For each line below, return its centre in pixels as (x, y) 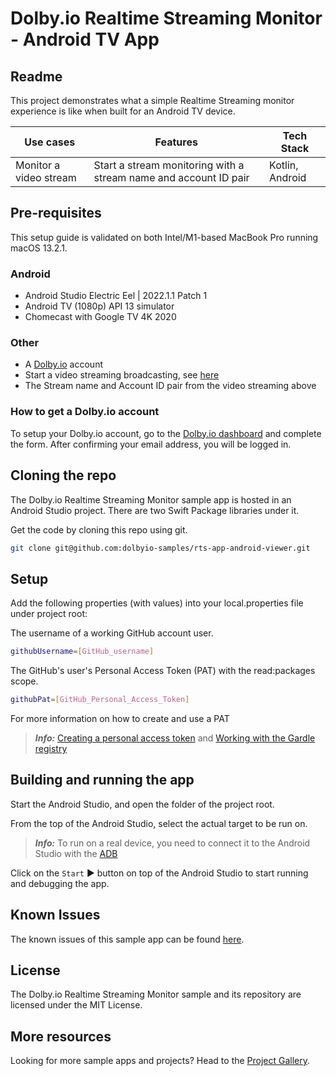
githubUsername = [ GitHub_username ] (82, 652)
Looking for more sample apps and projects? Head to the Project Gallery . (160, 1061)
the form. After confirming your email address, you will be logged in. (151, 444)
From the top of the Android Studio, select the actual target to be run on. (159, 823)
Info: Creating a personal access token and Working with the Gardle (175, 738)
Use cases (50, 142)
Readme (36, 76)
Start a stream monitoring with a (169, 165)
